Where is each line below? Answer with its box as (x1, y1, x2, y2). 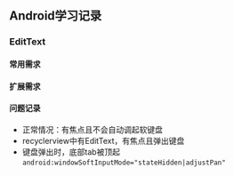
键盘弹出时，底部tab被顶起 (21, 146, 120, 157)
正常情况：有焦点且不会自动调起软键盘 (21, 124, 163, 135)
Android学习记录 (9, 8, 102, 24)
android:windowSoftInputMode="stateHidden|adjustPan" (21, 158, 226, 167)
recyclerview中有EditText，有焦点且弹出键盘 (21, 135, 185, 146)
